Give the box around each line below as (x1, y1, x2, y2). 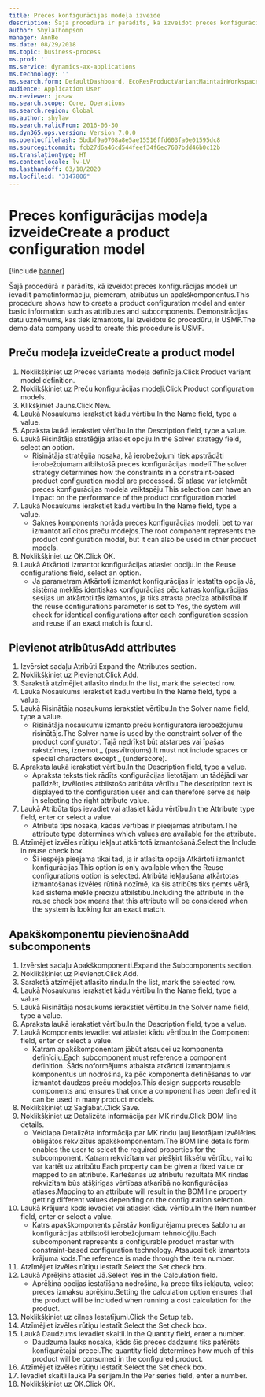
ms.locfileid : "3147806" (9, 173, 90, 181)
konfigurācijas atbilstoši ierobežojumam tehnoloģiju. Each (31, 1228, 217, 1238)
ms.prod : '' (9, 56, 48, 64)
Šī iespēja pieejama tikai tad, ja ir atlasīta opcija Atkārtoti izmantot (31, 854, 245, 864)
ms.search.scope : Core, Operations (9, 99, 126, 107)
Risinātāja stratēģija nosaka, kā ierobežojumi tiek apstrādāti (31, 451, 224, 460)
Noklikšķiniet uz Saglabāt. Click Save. (20, 1103, 140, 1113)
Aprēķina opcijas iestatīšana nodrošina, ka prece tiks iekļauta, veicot (31, 1279, 254, 1288)
